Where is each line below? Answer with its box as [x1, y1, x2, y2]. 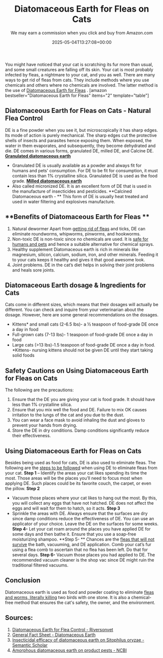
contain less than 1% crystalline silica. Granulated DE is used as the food [12, 173, 158, 179]
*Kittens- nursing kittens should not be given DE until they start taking [12, 347, 153, 353]
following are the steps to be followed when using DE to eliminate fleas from [5, 465, 158, 471]
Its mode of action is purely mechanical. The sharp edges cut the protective [5, 132, 157, 138]
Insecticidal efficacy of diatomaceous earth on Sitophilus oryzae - [12, 637, 145, 643]
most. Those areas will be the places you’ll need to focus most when [5, 475, 143, 481]
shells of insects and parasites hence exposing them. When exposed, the [5, 137, 152, 143]
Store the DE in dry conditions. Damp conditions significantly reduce [12, 427, 149, 434]
